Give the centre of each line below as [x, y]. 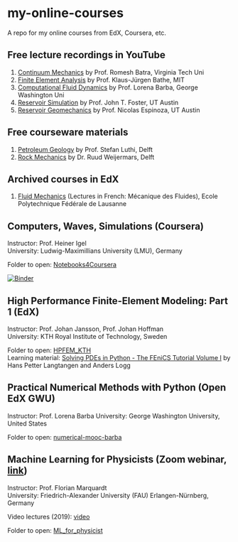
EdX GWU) [31, 399]
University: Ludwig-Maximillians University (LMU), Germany [95, 251]
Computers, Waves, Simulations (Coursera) [106, 226]
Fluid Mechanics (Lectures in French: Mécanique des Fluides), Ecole [118, 196]
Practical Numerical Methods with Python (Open [117, 387]
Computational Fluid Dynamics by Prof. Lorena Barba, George [108, 87]
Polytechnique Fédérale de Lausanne [72, 204]
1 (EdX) [23, 311]
